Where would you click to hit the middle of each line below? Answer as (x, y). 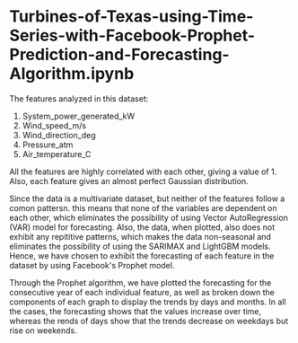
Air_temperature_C (57, 154)
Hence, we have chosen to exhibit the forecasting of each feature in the (142, 255)
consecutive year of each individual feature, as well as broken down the (142, 292)
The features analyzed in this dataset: (79, 98)
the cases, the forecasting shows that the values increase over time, (136, 311)
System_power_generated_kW (79, 116)
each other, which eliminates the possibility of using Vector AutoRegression (149, 217)
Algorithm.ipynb (72, 74)
